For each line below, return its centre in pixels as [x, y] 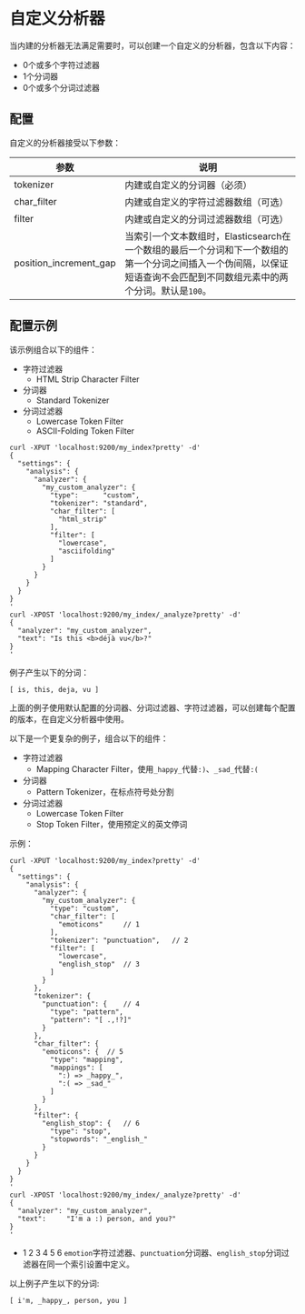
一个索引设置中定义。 [94, 1264]
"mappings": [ [76, 1068]
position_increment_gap [65, 263]
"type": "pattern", [87, 1012]
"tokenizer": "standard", [98, 503]
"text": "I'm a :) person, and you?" [97, 1219]
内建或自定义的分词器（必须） [188, 185]
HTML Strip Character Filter [88, 379]
